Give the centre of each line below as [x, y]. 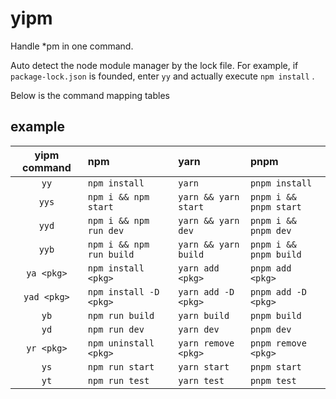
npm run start [121, 366]
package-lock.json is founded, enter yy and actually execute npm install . [162, 76]
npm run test [118, 380]
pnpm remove [278, 343]
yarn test [201, 380]
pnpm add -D [278, 291]
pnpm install [281, 183]
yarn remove [206, 343]
